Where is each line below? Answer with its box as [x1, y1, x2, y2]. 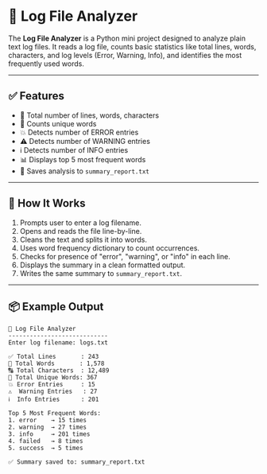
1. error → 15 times [8, 417, 87, 425]
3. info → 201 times [8, 430, 91, 438]
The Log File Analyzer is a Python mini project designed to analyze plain [8, 33, 246, 43]
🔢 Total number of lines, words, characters [19, 111, 160, 120]
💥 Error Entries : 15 [8, 381, 95, 389]
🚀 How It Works [8, 196, 86, 210]
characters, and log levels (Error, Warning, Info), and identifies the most [8, 50, 242, 60]
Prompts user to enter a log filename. [19, 218, 141, 227]
